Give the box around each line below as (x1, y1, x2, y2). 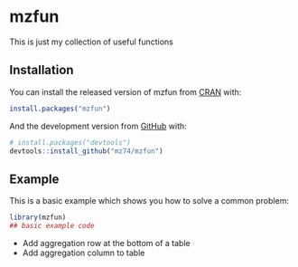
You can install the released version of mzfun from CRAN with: (9, 86, 242, 97)
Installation (9, 62, 74, 78)
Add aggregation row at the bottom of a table (22, 237, 191, 248)
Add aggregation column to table (22, 247, 145, 258)
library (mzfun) (9, 213, 67, 223)
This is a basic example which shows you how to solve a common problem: (9, 195, 289, 206)
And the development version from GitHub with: (9, 120, 187, 131)
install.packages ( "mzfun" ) (9, 104, 111, 113)
